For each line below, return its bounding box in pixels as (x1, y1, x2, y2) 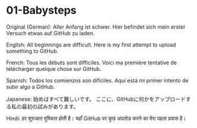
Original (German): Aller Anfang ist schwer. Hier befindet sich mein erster (6, 23, 186, 30)
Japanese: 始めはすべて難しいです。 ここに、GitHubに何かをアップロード (6, 95, 186, 102)
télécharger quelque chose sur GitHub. (6, 65, 102, 72)
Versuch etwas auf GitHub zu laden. (6, 29, 95, 36)
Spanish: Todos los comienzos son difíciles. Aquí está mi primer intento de (6, 77, 189, 84)
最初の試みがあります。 (21, 102, 79, 110)
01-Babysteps (6, 4, 77, 17)
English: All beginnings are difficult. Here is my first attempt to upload (6, 41, 176, 48)
